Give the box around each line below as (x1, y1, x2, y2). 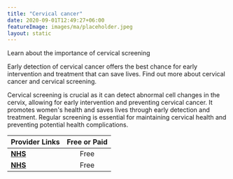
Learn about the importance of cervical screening (7, 49, 150, 57)
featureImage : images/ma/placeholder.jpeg (7, 23, 133, 30)
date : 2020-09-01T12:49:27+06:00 (7, 17, 105, 24)
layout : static (7, 29, 52, 37)
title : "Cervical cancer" (7, 10, 83, 17)
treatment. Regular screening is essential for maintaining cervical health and (7, 113, 227, 122)
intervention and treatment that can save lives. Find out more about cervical (7, 70, 225, 78)
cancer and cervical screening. (7, 78, 97, 86)
